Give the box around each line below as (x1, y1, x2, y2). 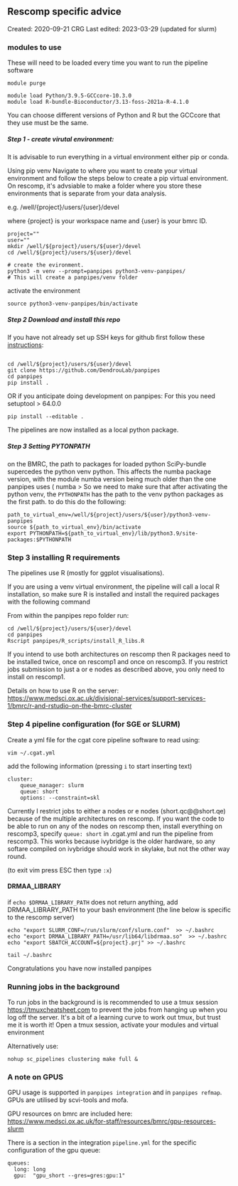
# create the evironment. (7, 262, 84, 269)
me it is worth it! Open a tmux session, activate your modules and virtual (7, 1020, 219, 1030)
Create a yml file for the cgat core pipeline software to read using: (7, 735, 200, 744)
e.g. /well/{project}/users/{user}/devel (7, 203, 119, 212)
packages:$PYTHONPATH (7, 536, 72, 543)
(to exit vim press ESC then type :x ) (7, 865, 112, 874)
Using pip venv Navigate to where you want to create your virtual (7, 166, 198, 175)
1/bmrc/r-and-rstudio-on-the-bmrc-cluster (7, 702, 133, 710)
